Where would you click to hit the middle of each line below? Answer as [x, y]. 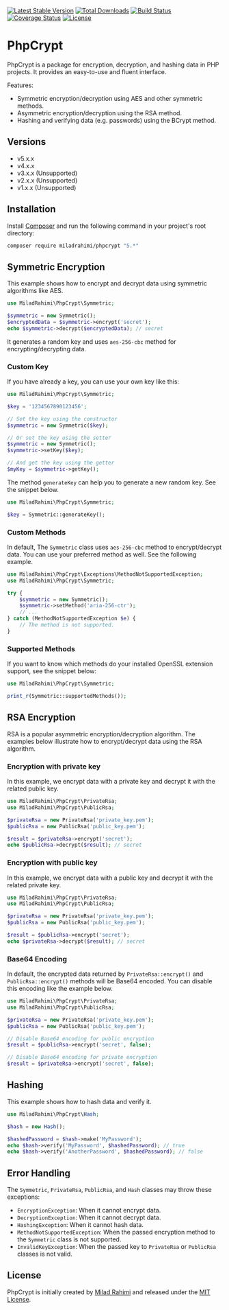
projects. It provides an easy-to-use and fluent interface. [87, 71]
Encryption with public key [52, 863]
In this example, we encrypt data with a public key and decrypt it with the [110, 878]
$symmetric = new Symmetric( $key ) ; [58, 425]
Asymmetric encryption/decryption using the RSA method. [99, 113]
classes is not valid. [45, 1254]
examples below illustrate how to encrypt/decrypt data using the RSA [105, 741]
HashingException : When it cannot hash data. [80, 1225]
